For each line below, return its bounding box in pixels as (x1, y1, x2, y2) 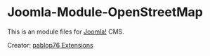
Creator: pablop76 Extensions (7, 41, 93, 49)
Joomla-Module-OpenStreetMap (7, 4, 204, 20)
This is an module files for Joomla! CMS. (7, 27, 124, 36)
